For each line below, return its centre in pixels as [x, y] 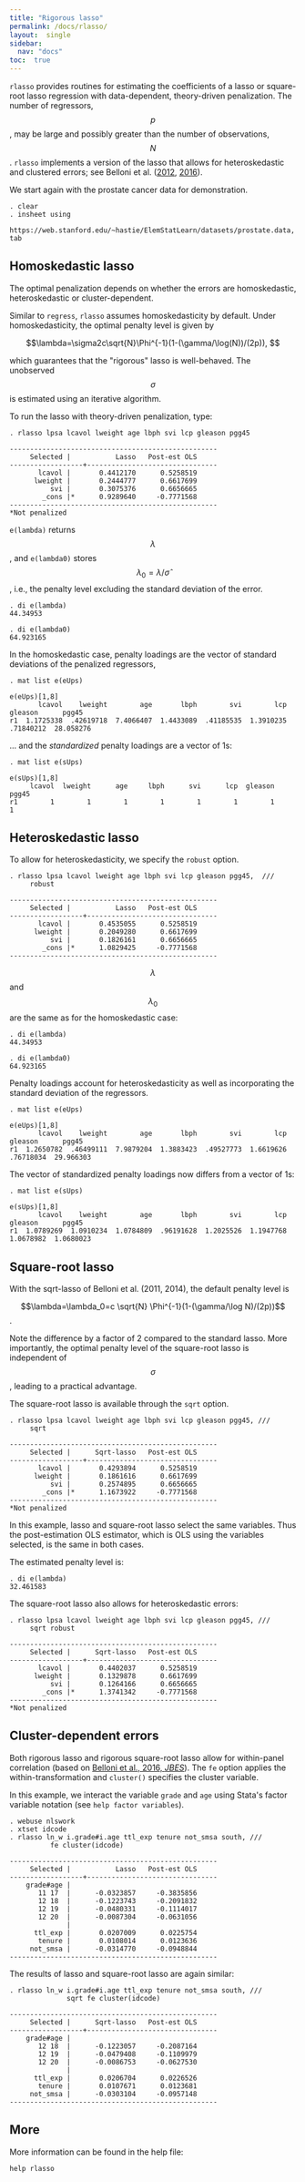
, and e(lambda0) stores [53, 558]
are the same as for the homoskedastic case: [94, 1018]
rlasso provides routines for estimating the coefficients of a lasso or [137, 86]
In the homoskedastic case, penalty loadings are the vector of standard [143, 654]
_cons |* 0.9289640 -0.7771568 [120, 497]
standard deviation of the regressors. [79, 1093]
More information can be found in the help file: [97, 2152]
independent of [38, 1357]
